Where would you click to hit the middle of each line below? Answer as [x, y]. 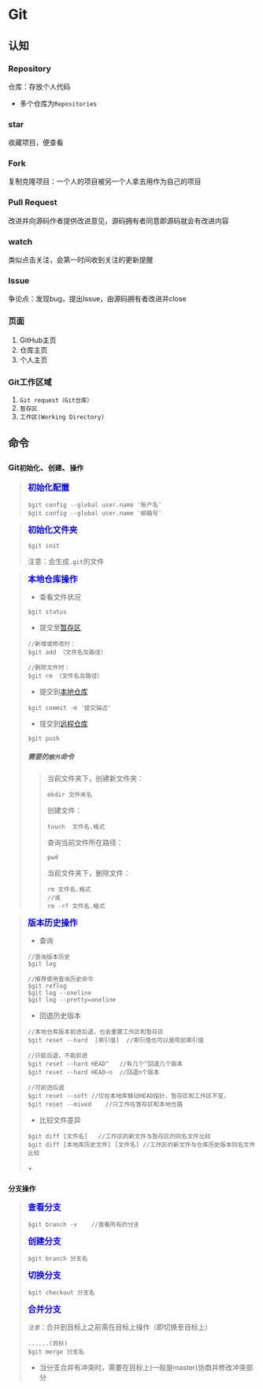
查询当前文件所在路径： [85, 842]
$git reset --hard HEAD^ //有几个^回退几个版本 [105, 1064]
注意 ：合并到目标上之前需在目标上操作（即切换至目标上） [120, 1327]
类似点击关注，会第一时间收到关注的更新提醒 [81, 260]
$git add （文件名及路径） [67, 652]
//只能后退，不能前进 [57, 1055]
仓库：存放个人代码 [39, 86]
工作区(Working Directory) [62, 417]
